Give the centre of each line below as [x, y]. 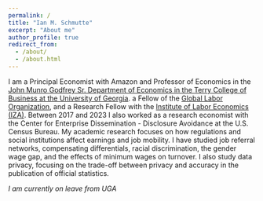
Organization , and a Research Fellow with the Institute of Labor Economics [128, 106]
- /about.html [38, 60]
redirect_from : [33, 45]
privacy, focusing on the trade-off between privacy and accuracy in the [124, 165]
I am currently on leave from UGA [62, 188]
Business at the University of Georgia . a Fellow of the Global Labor [116, 98]
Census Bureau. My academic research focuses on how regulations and [124, 131]
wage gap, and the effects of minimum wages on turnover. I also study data [130, 156]
